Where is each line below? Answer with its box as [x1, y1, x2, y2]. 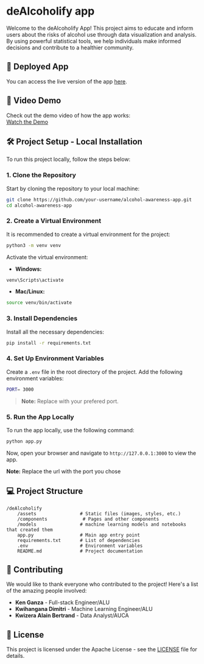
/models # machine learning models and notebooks [17, 521, 187, 527]
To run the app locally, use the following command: [6, 426, 135, 434]
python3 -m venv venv [6, 242, 62, 248]
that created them [6, 526, 53, 533]
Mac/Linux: [15, 288, 45, 295]
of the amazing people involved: [6, 587, 87, 594]
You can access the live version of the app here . [6, 77, 127, 85]
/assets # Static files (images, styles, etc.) [17, 510, 181, 516]
